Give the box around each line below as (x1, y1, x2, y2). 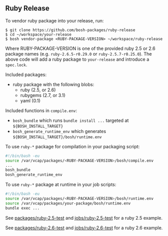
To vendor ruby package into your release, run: (5, 17, 104, 23)
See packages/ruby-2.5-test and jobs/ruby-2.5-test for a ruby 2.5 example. (5, 215, 163, 221)
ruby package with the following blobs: (12, 81, 94, 87)
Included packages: (5, 71, 47, 77)
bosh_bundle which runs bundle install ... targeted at (12, 117, 129, 123)
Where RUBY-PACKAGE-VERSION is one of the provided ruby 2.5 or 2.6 (5, 45, 156, 51)
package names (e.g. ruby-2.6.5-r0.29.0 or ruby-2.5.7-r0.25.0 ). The (5, 50, 152, 57)
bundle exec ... (5, 205, 40, 211)
